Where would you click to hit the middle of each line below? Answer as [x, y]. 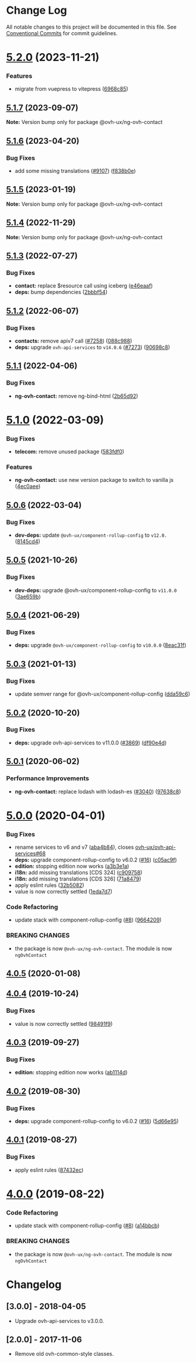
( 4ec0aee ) [28, 486]
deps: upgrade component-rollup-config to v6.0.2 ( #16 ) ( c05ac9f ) [96, 860]
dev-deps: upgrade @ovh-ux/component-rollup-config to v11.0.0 [96, 590]
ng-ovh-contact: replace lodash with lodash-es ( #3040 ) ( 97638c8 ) [98, 792]
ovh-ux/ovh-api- [156, 847]
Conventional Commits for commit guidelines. [62, 33]
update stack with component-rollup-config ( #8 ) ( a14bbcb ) [87, 1226]
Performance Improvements [48, 778]
